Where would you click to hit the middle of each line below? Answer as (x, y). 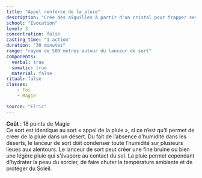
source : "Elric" (26, 106)
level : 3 (17, 29)
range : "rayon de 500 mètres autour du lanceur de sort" (79, 51)
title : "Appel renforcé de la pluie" (54, 12)
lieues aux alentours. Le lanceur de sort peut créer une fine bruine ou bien (98, 149)
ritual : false (24, 79)
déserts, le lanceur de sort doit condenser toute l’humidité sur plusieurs (95, 143)
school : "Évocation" (32, 23)
